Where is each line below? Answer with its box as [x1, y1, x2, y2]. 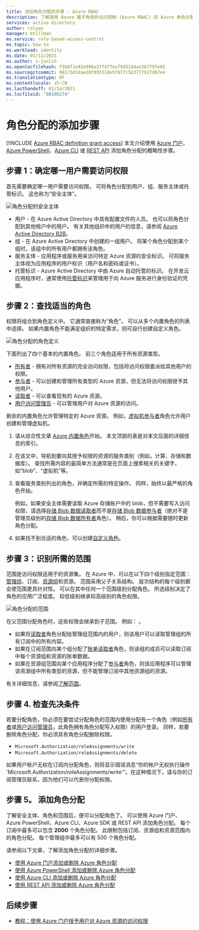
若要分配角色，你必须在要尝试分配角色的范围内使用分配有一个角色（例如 [6, 716, 182, 723]
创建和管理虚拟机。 [6, 420, 53, 427]
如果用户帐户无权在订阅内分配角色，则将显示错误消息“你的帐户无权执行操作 [6, 761, 191, 768]
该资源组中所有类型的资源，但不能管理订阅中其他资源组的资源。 [14, 668, 171, 675]
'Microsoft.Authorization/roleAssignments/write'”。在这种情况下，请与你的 [6, 768, 188, 775]
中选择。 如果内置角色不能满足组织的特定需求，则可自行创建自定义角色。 [6, 325, 184, 332]
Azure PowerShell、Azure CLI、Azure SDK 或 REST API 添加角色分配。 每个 [6, 819, 191, 826]
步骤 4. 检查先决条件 [6, 699, 80, 709]
